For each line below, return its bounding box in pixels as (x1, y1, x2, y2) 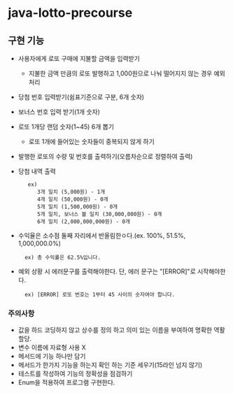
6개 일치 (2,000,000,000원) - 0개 (36, 218, 130, 225)
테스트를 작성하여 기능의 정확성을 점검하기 (17, 369, 133, 378)
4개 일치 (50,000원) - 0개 (36, 196, 108, 203)
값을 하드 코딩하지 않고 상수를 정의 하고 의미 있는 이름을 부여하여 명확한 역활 (17, 326, 226, 334)
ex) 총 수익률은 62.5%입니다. (24, 254, 101, 261)
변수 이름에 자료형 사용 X (17, 343, 86, 352)
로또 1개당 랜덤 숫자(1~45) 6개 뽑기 (17, 122, 115, 131)
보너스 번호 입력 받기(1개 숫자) (17, 108, 101, 116)
